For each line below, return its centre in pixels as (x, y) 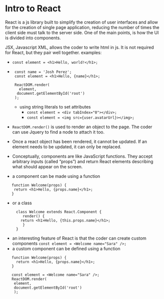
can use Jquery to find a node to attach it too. (58, 132)
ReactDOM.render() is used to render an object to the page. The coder (82, 127)
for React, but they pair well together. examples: (53, 53)
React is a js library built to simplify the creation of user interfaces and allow (82, 22)
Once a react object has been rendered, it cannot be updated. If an (80, 141)
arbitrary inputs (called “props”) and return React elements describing (82, 161)
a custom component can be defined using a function (66, 248)
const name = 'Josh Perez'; (43, 72)
